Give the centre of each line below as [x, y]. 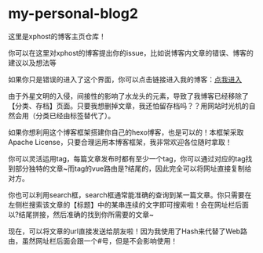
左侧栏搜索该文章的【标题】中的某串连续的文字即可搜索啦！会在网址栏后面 [128, 204]
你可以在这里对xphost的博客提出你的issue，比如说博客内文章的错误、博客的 [131, 52]
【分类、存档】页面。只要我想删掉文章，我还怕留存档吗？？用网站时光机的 [128, 106]
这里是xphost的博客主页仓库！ [57, 36]
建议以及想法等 [32, 63]
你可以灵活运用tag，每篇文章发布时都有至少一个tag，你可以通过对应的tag [127, 158]
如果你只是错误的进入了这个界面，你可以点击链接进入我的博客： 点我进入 [125, 79]
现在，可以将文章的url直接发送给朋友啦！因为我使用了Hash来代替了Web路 [128, 231]
